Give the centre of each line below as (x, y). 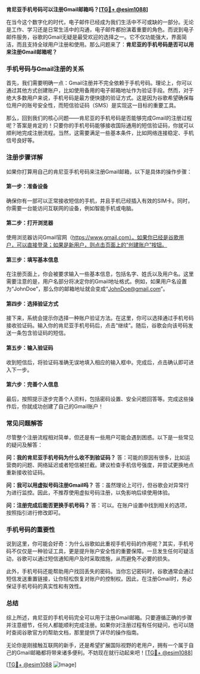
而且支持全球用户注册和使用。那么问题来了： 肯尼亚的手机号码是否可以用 (105, 44)
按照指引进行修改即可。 (35, 513)
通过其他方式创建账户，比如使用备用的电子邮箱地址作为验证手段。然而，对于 (100, 90)
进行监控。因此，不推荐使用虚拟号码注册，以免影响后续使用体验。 (92, 493)
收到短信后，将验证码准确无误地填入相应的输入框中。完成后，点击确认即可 (97, 362)
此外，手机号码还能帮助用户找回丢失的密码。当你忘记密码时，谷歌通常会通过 (100, 571)
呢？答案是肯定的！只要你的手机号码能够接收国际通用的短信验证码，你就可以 (100, 125)
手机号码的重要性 (31, 530)
